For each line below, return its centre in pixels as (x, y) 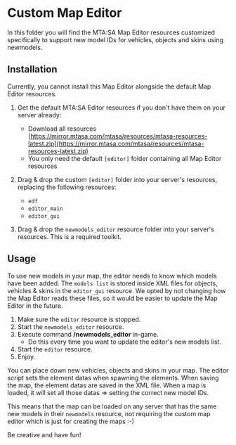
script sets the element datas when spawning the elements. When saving (113, 378)
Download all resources (62, 129)
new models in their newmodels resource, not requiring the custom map (109, 413)
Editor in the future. (35, 305)
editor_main (45, 209)
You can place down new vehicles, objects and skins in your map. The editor (118, 370)
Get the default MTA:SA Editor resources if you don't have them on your (122, 108)
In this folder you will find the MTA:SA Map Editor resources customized (111, 32)
